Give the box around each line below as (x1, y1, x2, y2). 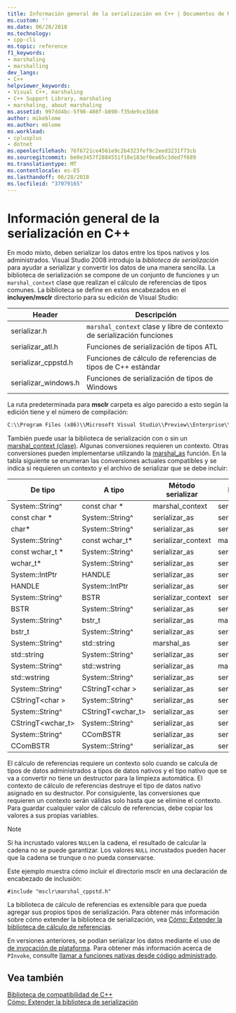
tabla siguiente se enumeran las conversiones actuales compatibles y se (7, 457, 217, 465)
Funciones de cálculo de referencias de (86, 353, 217, 363)
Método (168, 481, 195, 490)
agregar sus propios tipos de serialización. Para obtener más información (7, 908, 220, 917)
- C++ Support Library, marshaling (7, 96, 112, 103)
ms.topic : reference (7, 43, 68, 50)
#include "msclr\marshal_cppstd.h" (7, 888, 112, 896)
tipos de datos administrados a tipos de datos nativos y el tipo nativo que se (7, 766, 228, 775)
